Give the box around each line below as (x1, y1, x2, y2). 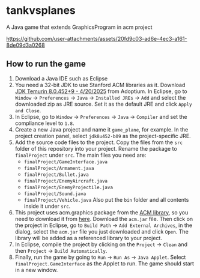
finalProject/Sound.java (23, 190, 86, 197)
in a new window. (14, 266, 58, 273)
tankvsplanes (6, 4, 76, 17)
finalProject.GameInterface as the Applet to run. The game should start (14, 259, 194, 267)
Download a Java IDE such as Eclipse (14, 74, 108, 82)
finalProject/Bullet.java (23, 172, 89, 178)
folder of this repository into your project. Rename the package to (14, 145, 177, 152)
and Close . (14, 106, 41, 114)
